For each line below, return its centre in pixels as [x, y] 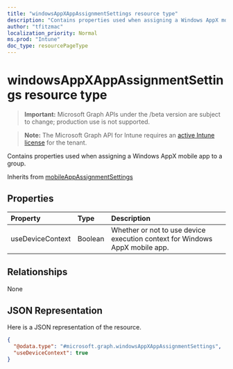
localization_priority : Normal [52, 33]
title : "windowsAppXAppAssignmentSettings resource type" [93, 14]
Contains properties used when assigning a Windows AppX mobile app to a [115, 156]
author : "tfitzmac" [35, 26]
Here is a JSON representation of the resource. [75, 327]
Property [26, 218]
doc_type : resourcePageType [48, 46]
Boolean [91, 238]
